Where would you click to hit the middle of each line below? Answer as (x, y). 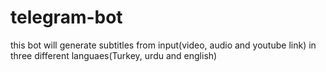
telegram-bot (66, 17)
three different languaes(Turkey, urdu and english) (114, 55)
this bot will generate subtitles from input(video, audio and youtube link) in (163, 45)
